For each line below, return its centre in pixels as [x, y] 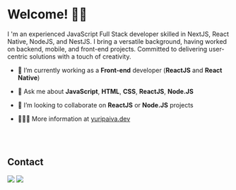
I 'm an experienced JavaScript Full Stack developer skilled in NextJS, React [118, 34]
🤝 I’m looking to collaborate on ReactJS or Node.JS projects [106, 105]
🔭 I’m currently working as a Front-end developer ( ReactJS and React [120, 70]
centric [18, 57]
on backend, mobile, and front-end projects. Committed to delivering [107, 49]
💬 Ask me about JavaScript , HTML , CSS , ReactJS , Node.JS [106, 91]
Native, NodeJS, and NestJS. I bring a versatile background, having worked [117, 41]
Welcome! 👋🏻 [47, 14]
